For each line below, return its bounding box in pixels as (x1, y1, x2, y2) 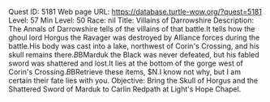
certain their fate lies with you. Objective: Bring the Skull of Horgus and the (8, 76, 259, 85)
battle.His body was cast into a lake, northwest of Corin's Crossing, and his (8, 41, 259, 51)
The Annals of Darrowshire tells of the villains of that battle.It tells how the (8, 24, 255, 33)
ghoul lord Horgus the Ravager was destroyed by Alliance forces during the (8, 32, 260, 42)
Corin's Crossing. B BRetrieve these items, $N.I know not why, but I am (8, 67, 242, 76)
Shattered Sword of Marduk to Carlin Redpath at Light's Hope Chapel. (8, 84, 242, 94)
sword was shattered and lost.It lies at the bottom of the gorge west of (8, 58, 243, 68)
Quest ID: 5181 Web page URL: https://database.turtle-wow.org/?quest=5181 (8, 7, 262, 16)
